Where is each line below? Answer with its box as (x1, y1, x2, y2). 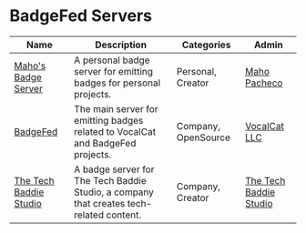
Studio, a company (74, 186, 155, 198)
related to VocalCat (74, 125, 157, 137)
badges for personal (74, 76, 161, 89)
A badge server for (74, 163, 155, 176)
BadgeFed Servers (9, 5, 153, 26)
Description (95, 38, 148, 51)
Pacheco (245, 76, 283, 89)
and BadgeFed (74, 137, 137, 149)
